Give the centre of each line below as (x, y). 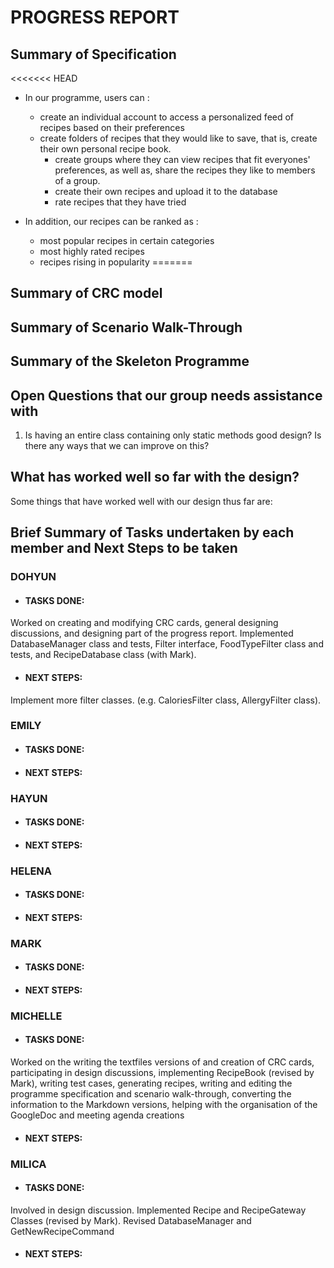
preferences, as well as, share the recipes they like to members (185, 170)
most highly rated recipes (92, 251)
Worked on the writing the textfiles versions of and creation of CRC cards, (162, 1062)
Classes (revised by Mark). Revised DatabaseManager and (131, 1220)
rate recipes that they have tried (120, 202)
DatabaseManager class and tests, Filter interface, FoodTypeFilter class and (167, 644)
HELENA (31, 871)
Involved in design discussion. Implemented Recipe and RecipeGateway (158, 1210)
